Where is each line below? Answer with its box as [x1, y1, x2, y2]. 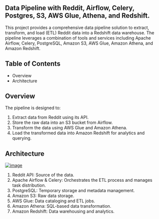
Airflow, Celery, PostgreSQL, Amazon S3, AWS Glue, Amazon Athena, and [5, 40, 153, 46]
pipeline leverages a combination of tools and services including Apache [5, 35, 151, 41]
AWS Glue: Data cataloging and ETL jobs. [12, 198, 95, 204]
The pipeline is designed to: [5, 105, 61, 111]
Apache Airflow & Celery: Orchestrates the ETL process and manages [12, 177, 153, 183]
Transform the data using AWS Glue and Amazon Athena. [12, 125, 128, 131]
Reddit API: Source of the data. [12, 172, 75, 178]
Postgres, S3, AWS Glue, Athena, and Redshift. [5, 12, 150, 20]
